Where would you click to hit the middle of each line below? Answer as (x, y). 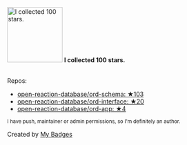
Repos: (17, 81)
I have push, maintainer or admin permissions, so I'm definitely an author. (94, 122)
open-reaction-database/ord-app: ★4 (71, 109)
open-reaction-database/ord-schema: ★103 (80, 94)
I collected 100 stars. (95, 60)
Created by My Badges (40, 134)
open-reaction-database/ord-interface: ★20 (81, 101)
